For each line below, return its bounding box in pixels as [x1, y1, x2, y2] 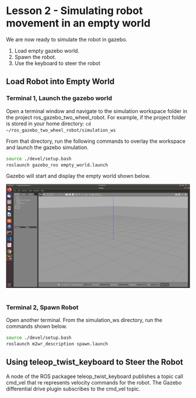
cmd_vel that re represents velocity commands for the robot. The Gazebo [6, 379, 182, 386]
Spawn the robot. [14, 53, 57, 60]
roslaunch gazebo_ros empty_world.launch [6, 162, 108, 168]
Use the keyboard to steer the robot [14, 60, 101, 67]
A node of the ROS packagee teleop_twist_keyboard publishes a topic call [6, 373, 184, 380]
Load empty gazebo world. [14, 47, 80, 54]
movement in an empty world [6, 16, 150, 30]
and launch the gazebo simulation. [6, 143, 89, 150]
